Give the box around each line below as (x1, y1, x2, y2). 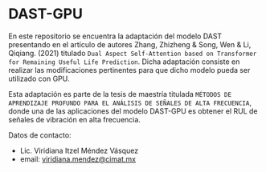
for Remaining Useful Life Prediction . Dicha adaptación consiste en (8, 57, 240, 66)
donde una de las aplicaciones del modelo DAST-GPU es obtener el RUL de (8, 106, 259, 116)
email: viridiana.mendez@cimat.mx (19, 154, 137, 164)
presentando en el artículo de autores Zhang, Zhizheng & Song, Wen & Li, (8, 39, 252, 49)
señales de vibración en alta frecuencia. (8, 114, 141, 124)
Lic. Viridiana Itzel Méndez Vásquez (19, 146, 139, 155)
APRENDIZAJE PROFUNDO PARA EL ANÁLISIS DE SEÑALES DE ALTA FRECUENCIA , (8, 98, 252, 107)
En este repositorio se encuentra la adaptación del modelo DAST (8, 31, 223, 41)
